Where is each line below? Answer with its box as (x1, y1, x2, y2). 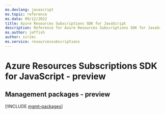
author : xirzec (5, 35, 36, 40)
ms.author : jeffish (5, 30, 45, 35)
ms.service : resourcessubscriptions (5, 39, 80, 44)
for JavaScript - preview (5, 71, 106, 82)
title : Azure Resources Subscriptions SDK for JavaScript (5, 21, 126, 26)
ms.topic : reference (5, 12, 48, 17)
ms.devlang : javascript (5, 7, 54, 12)
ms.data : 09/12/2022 (5, 16, 48, 21)
